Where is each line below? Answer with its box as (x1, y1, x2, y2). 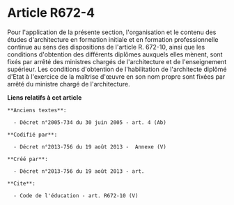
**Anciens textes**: (7, 107, 68, 114)
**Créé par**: (7, 155, 49, 162)
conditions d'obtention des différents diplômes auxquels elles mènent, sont (7, 50, 223, 59)
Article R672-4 (7, 5, 95, 21)
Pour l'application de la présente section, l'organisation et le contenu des (7, 28, 217, 36)
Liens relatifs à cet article (7, 93, 82, 102)
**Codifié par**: (7, 131, 58, 138)
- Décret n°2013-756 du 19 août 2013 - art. (13, 167, 145, 175)
